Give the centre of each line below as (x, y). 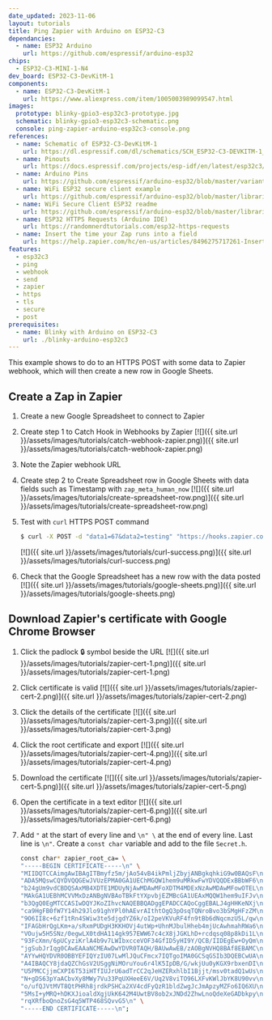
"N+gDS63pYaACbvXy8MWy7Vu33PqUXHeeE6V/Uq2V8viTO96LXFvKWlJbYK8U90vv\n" (143, 979)
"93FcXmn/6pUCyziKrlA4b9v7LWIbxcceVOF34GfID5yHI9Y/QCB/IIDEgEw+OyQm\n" (143, 941)
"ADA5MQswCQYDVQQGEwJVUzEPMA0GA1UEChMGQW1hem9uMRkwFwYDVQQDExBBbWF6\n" (143, 881)
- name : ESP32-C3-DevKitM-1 (63, 91)
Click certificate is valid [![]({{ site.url (81, 687)
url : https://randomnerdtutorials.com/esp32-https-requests (126, 227)
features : (25, 249)
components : (28, 83)
